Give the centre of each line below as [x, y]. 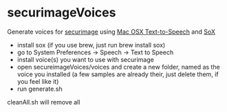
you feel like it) [38, 81]
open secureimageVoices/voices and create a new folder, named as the [118, 67]
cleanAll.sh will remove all [44, 102]
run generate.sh [40, 89]
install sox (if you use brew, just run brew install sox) [91, 45]
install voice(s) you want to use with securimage [86, 59]
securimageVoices [62, 13]
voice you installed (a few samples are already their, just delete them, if [118, 74]
